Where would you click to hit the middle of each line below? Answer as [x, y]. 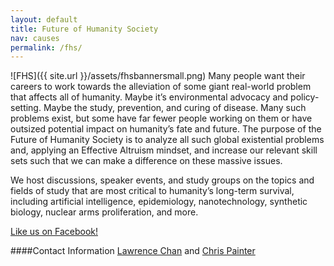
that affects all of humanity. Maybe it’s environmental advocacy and [149, 97]
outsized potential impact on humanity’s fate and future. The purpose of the [166, 129]
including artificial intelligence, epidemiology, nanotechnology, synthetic [159, 202]
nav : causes [35, 38]
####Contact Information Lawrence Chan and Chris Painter [133, 251]
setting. [26, 108]
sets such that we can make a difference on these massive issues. [146, 161]
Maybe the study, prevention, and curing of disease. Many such [175, 108]
